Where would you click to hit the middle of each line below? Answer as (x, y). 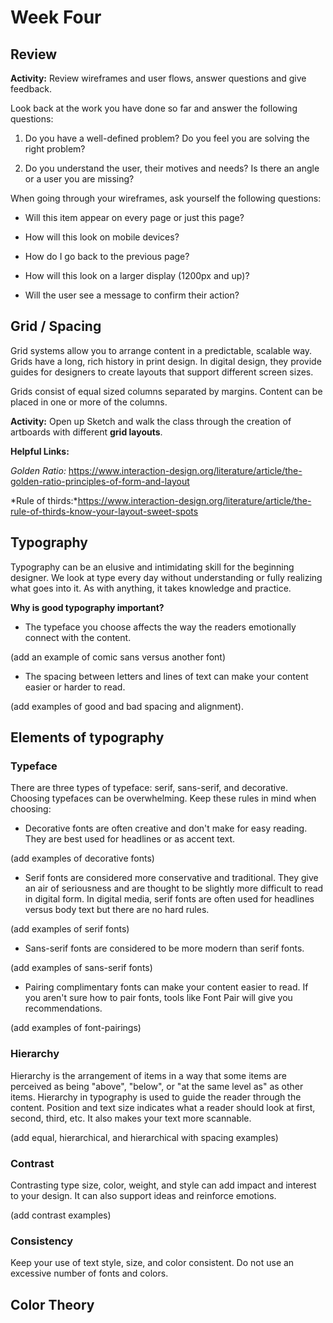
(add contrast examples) (61, 1215)
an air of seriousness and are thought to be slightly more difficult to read (174, 888)
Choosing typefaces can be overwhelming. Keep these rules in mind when (163, 798)
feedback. (31, 89)
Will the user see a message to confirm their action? (132, 295)
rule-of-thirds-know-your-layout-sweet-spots (104, 511)
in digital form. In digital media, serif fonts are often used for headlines (169, 899)
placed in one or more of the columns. (89, 402)
